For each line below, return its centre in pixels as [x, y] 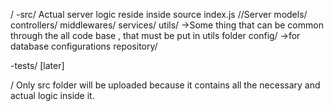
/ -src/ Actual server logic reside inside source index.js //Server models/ [159, 14]
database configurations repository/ [84, 46]
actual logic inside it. [52, 95]
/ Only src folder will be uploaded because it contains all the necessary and [165, 85]
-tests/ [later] [37, 65]
